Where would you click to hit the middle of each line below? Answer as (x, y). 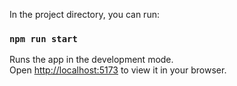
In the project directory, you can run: (84, 14)
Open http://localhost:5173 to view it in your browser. (118, 70)
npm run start (43, 38)
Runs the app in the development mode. (91, 60)
